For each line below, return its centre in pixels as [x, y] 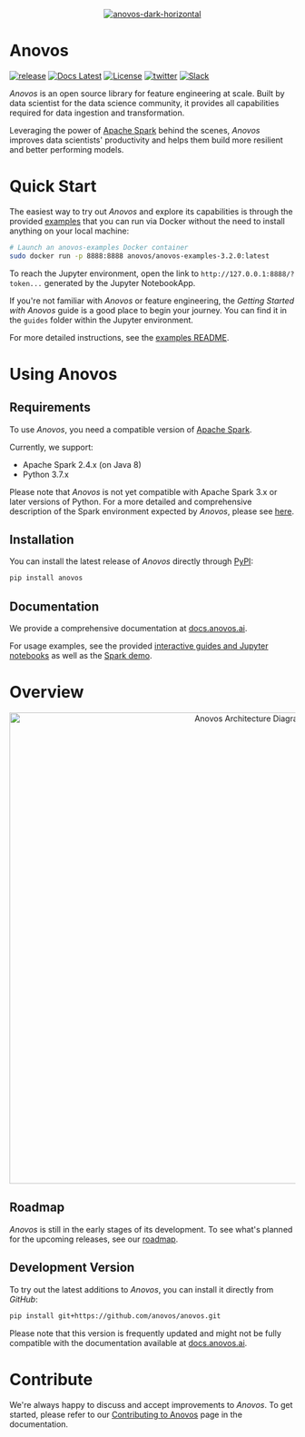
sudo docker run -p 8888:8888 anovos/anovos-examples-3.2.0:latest [140, 256]
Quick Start [53, 187]
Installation [42, 540]
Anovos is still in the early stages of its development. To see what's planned [151, 1229]
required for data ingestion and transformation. [97, 113]
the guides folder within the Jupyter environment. [101, 320]
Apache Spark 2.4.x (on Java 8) [82, 464]
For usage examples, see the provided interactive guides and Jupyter [139, 646]
